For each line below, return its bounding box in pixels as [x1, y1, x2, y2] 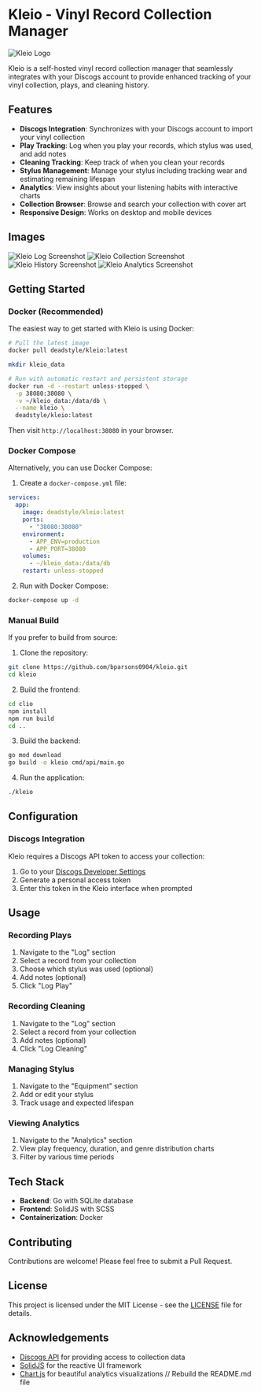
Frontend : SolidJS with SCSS [19, 1204, 115, 1214]
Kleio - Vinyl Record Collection [8, 6, 212, 24]
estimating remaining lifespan [19, 174, 116, 183]
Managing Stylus [8, 1063, 75, 1074]
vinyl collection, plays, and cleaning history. [8, 80, 149, 90]
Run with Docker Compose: [19, 581, 108, 591]
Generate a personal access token [19, 875, 131, 885]
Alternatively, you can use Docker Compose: [8, 463, 153, 473]
